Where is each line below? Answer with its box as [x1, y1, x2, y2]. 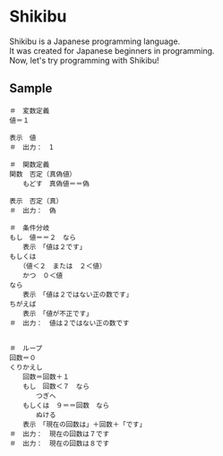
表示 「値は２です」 [21, 242, 87, 252]
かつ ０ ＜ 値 [21, 271, 64, 280]
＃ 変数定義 [9, 106, 50, 116]
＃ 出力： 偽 [9, 206, 56, 215]
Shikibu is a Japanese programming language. [9, 36, 181, 47]
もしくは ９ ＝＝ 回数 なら [21, 400, 110, 409]
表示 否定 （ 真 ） [9, 196, 64, 205]
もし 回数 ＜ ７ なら [21, 382, 90, 391]
